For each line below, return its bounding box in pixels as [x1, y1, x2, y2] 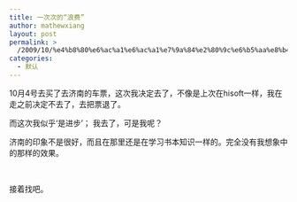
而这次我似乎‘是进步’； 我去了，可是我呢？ [9, 117, 164, 128]
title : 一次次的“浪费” [9, 12, 85, 22]
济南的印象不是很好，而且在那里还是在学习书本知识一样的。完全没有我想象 [9, 136, 280, 147]
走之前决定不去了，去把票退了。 [9, 98, 126, 109]
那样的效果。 [16, 147, 64, 158]
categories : [9, 54, 53, 63]
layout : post [9, 29, 57, 38]
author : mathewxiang [9, 21, 86, 30]
